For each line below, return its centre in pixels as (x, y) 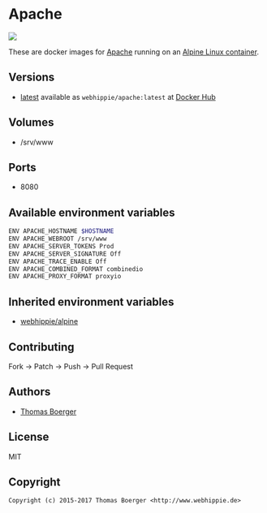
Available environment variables (92, 212)
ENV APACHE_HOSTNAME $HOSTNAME (61, 231)
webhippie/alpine (49, 321)
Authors (30, 392)
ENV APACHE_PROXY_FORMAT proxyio (65, 277)
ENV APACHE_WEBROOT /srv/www (58, 239)
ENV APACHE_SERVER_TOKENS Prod (61, 246)
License (29, 437)
